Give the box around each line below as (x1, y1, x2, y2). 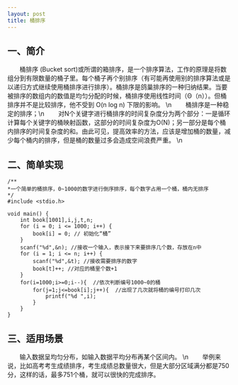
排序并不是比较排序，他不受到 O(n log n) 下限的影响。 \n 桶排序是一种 (7, 101, 223, 109)
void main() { (7, 211, 50, 218)
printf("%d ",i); (45, 293, 97, 300)
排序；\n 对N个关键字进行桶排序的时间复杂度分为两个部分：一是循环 (19, 109, 231, 118)
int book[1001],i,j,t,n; (20, 217, 93, 224)
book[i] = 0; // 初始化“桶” (33, 230, 111, 238)
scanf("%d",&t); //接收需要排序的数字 (33, 258, 138, 265)
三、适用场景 (7, 333, 64, 345)
